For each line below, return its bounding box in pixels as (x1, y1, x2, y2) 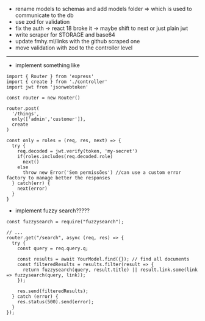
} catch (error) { (12, 294, 59, 300)
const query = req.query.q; (17, 245, 88, 251)
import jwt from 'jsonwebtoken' (6, 84, 88, 90)
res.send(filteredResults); (17, 288, 88, 294)
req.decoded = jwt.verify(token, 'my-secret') (17, 148, 138, 154)
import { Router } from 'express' (6, 73, 95, 79)
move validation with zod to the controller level (15, 44, 133, 51)
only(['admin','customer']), (12, 116, 86, 122)
